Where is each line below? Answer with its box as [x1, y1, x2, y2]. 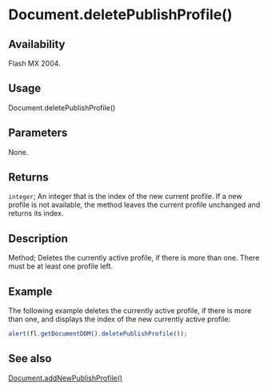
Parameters [8, 126, 68, 140]
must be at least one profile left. [8, 261, 114, 271]
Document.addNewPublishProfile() [8, 373, 122, 383]
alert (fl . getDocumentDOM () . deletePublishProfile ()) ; [8, 330, 188, 338]
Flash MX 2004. [8, 58, 62, 68]
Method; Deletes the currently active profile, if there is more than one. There [8, 253, 260, 263]
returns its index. [8, 209, 64, 218]
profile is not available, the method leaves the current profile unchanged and [8, 200, 261, 209]
